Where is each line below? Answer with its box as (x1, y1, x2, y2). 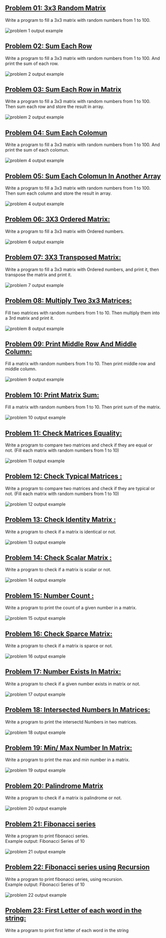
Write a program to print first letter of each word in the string (5, 927, 129, 933)
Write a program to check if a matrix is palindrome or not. (5, 795, 122, 801)
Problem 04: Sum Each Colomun (5, 128, 108, 137)
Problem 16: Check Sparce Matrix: (5, 629, 112, 638)
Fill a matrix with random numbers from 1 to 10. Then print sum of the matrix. (5, 404, 161, 410)
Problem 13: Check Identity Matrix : (5, 515, 116, 524)
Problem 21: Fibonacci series (5, 820, 96, 828)
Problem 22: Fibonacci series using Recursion (5, 863, 150, 872)
